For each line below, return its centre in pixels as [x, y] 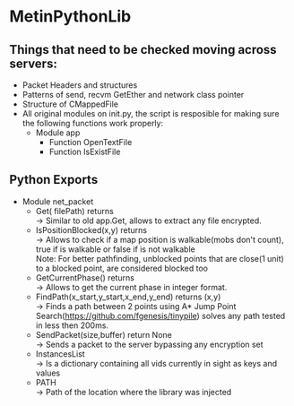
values [48, 373]
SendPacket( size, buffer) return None [104, 334]
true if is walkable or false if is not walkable [115, 249]
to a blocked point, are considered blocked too [122, 268]
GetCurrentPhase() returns [85, 277]
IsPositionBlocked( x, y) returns [91, 229]
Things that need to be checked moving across [143, 50]
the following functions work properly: [93, 123]
